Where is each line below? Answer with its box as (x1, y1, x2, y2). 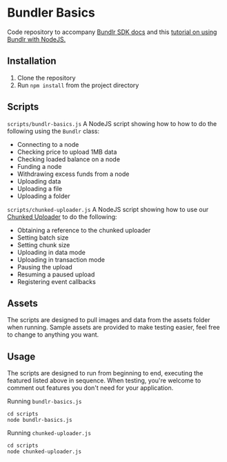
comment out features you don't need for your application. (7, 384, 174, 392)
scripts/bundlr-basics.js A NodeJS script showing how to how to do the (7, 119, 217, 127)
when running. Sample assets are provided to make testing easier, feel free (7, 323, 220, 332)
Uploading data (17, 177, 61, 185)
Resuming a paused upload (17, 270, 95, 278)
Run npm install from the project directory (17, 81, 139, 89)
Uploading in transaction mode (17, 255, 106, 264)
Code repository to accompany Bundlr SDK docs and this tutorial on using (7, 28, 217, 36)
